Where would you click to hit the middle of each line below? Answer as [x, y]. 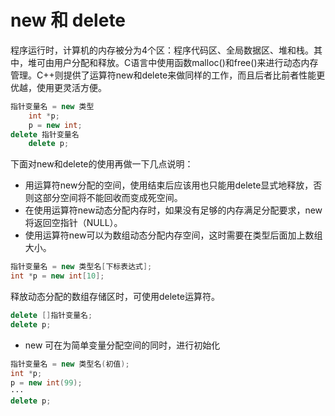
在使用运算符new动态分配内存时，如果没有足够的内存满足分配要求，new [173, 210]
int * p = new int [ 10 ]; [57, 276]
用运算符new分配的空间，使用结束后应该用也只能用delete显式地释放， [169, 185]
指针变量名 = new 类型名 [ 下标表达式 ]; [81, 267]
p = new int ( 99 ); [46, 382]
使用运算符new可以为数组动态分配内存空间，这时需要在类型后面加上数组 [173, 235]
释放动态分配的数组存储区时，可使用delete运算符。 [115, 297]
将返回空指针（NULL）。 [73, 223]
